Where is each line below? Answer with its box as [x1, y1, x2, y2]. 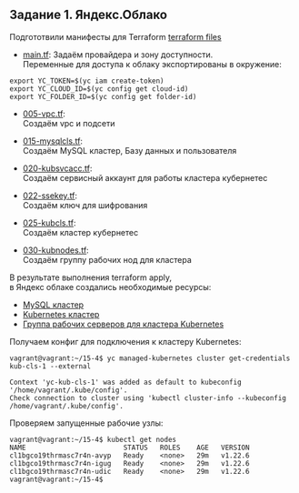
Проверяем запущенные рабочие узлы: [9, 418, 164, 428]
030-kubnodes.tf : [22, 245, 89, 256]
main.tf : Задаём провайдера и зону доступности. [22, 49, 214, 60]
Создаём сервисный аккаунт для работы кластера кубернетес [22, 172, 268, 183]
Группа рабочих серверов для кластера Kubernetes [22, 318, 224, 329]
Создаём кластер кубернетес [22, 226, 139, 237]
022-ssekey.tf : [22, 190, 78, 201]
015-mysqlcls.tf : [22, 136, 84, 146]
